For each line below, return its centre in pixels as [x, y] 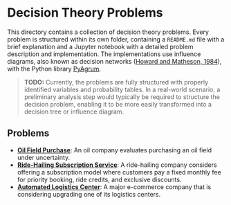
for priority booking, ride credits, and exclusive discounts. [99, 179]
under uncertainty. [44, 157]
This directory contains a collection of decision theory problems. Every [108, 32]
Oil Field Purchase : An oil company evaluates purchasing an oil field [114, 150]
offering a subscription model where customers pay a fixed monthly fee [119, 172]
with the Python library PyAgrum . [54, 69]
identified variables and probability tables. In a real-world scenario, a [122, 89]
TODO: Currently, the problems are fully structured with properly [116, 82]
